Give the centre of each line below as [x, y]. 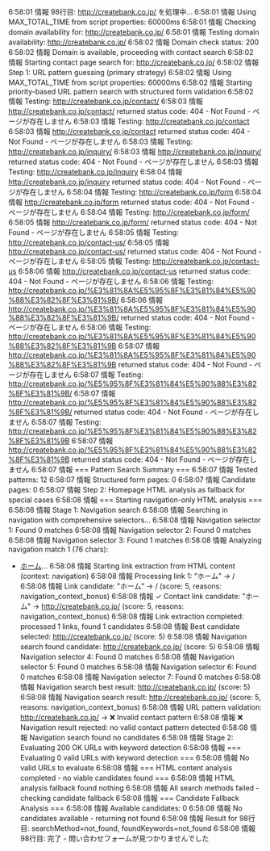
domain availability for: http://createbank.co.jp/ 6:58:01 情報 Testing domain [134, 32]
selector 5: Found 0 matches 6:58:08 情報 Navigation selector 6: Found [138, 667]
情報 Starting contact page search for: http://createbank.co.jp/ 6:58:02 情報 [134, 62]
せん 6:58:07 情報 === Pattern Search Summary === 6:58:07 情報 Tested [136, 470]
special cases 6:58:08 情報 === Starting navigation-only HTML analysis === [135, 500]
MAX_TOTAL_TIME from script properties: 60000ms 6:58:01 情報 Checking [132, 22]
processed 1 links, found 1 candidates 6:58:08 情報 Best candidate [130, 627]
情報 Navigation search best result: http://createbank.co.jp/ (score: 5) [135, 687]
